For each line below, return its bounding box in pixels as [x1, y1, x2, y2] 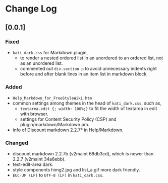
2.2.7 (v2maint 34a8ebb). [12, 156, 66, 162]
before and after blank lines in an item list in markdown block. [20, 71, 148, 77]
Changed [5, 139, 29, 146]
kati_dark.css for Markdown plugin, [12, 49, 88, 55]
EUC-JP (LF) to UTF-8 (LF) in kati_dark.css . [12, 172, 104, 178]
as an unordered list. [20, 60, 63, 66]
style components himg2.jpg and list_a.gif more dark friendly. [12, 167, 140, 173]
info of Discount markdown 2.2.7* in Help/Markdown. [12, 127, 124, 133]
